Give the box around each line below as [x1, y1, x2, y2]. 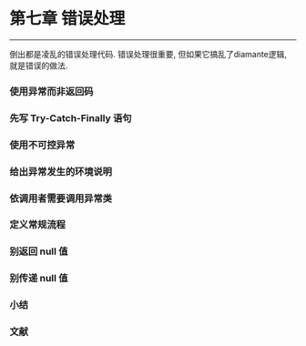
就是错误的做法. [9, 60, 68, 71]
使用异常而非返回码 [9, 85, 94, 97]
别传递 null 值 [9, 272, 68, 285]
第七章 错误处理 [9, 8, 126, 29]
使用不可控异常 [9, 138, 76, 151]
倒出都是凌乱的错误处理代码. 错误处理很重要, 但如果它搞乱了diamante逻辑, [9, 48, 287, 59]
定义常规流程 [9, 219, 66, 231]
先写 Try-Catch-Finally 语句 [9, 111, 132, 124]
